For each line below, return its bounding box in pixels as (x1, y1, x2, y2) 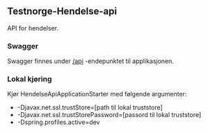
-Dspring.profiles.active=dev (17, 118, 100, 127)
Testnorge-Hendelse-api (7, 6, 117, 17)
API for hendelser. (7, 24, 59, 32)
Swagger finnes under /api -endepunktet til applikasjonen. (7, 57, 174, 65)
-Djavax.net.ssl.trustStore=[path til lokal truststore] (17, 103, 163, 112)
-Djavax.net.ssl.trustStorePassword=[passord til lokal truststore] (17, 111, 202, 119)
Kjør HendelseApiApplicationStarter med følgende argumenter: (7, 90, 187, 98)
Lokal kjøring (7, 74, 52, 84)
